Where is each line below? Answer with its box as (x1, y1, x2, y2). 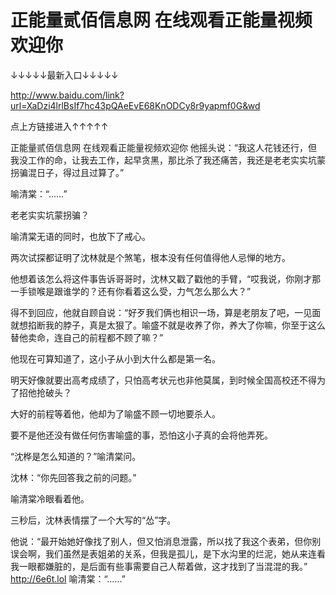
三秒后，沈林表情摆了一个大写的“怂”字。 (10, 514, 177, 526)
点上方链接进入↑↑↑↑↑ (10, 120, 109, 132)
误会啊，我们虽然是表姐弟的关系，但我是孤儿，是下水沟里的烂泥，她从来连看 (10, 547, 326, 560)
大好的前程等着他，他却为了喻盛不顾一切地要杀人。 (10, 407, 221, 420)
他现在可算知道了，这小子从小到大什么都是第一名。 (10, 352, 221, 365)
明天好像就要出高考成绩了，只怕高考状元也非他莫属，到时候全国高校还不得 (10, 374, 317, 386)
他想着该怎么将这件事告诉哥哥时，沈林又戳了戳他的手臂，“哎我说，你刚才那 (10, 272, 322, 285)
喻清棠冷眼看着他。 (10, 492, 90, 505)
